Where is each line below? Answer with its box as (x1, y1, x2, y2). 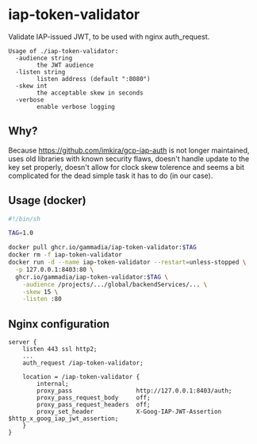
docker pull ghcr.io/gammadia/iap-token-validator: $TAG (8, 244, 197, 252)
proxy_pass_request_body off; (36, 394, 151, 402)
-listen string (15, 68, 66, 76)
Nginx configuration (8, 317, 109, 330)
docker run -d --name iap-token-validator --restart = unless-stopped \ (8, 258, 247, 267)
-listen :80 (22, 295, 62, 303)
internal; (36, 380, 69, 388)
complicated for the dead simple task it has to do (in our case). (8, 171, 213, 180)
